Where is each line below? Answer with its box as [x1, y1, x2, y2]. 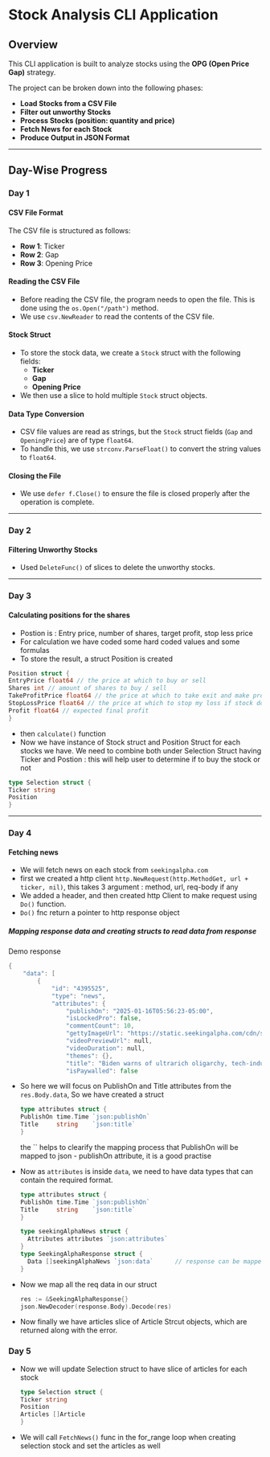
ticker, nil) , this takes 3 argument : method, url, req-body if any [19, 882, 239, 892]
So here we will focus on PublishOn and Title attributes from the [19, 1081, 231, 1091]
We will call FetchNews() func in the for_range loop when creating [19, 1433, 236, 1443]
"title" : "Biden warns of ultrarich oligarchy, [65, 1059, 228, 1067]
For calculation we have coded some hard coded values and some [19, 637, 240, 646]
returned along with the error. [19, 1325, 118, 1336]
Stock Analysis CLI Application [8, 6, 219, 24]
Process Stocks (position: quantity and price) [19, 116, 175, 125]
